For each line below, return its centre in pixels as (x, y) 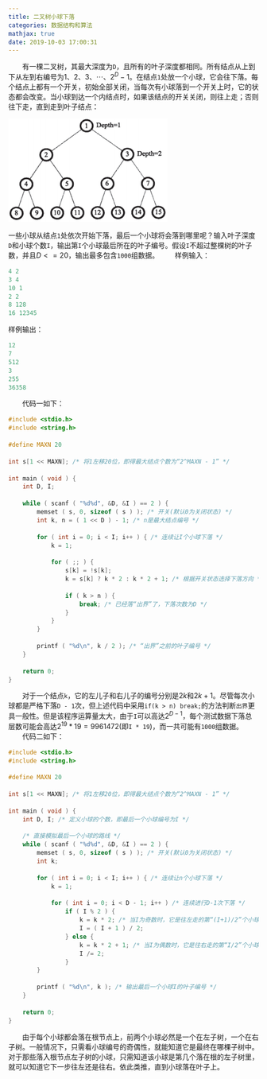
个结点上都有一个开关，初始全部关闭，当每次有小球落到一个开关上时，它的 (130, 87)
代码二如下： (43, 736)
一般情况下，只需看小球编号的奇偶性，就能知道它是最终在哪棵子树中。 (144, 1046)
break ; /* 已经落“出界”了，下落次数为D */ (143, 604)
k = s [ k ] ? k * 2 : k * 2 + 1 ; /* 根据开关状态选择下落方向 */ (164, 579)
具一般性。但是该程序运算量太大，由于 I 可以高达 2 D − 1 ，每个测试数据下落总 (130, 716)
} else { (79, 937)
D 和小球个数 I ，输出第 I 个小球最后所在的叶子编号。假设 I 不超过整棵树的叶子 (130, 245)
